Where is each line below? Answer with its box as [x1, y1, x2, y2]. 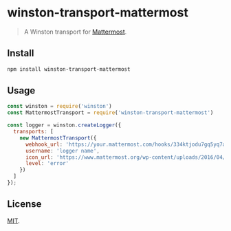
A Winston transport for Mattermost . [23, 27, 127, 36]
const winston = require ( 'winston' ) [7, 103, 112, 110]
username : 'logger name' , [25, 147, 100, 154]
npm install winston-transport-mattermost [7, 65, 131, 73]
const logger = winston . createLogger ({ [7, 122, 122, 129]
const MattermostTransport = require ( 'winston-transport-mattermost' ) [7, 109, 214, 116]
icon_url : [25, 153, 54, 161]
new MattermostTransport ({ [19, 134, 97, 142]
